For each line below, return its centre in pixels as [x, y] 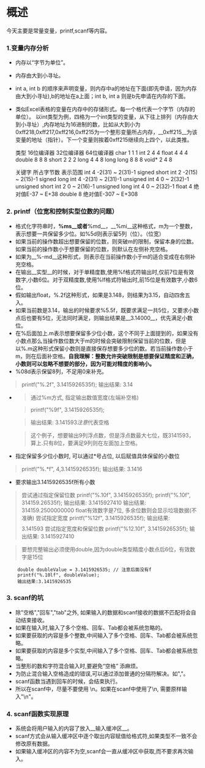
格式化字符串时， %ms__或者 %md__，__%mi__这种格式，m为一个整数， [105, 226]
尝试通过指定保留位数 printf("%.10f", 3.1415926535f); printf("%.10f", [106, 495]
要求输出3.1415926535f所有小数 [55, 482]
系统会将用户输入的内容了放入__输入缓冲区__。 [74, 728]
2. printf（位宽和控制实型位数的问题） [62, 212]
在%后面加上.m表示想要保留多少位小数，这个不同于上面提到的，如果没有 [107, 333]
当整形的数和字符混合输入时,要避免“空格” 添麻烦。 [78, 666]
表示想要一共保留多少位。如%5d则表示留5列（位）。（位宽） [90, 234]
